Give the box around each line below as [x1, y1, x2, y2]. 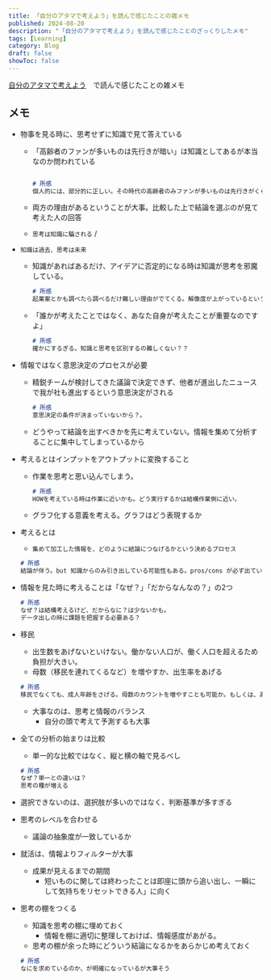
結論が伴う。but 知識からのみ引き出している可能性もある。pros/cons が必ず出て [19, 567, 256, 575]
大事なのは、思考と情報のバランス [31, 706, 146, 716]
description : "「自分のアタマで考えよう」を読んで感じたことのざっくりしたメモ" [8, 27, 248, 35]
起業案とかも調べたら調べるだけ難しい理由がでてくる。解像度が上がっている [31, 295, 248, 303]
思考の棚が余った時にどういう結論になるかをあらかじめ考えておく [31, 941, 252, 951]
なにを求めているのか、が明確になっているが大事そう [19, 965, 171, 973]
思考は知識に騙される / [31, 229, 98, 239]
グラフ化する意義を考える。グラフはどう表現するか [31, 510, 202, 520]
